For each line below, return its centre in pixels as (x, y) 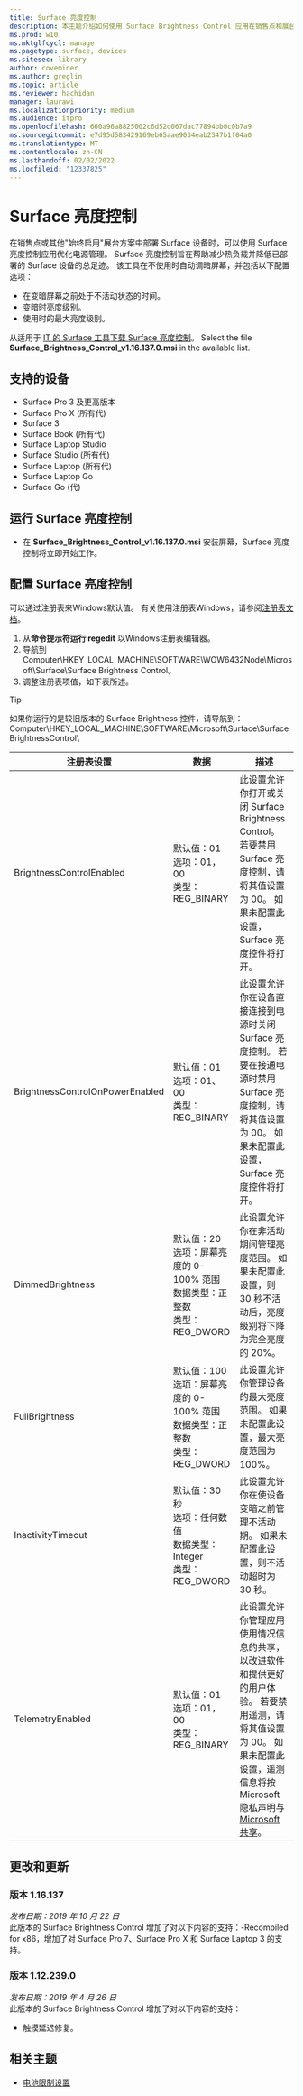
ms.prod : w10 (34, 34)
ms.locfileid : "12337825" (58, 169)
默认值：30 (197, 1490)
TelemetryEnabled (53, 1719)
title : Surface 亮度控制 (53, 18)
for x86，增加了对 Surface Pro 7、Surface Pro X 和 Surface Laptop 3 (137, 1939)
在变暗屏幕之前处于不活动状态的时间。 (93, 296)
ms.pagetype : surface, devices (68, 51)
